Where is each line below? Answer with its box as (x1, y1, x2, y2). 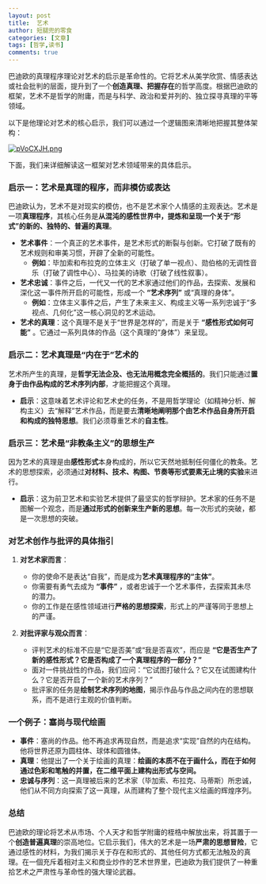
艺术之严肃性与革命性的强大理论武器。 (14, 867, 140, 876)
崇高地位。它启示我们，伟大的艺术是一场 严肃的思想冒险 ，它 (63, 837, 258, 847)
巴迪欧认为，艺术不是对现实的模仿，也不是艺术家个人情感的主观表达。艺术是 (8, 202, 258, 211)
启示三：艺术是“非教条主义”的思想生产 (8, 438, 155, 449)
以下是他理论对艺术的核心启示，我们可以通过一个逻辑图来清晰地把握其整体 (8, 118, 251, 127)
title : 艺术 (8, 19, 49, 27)
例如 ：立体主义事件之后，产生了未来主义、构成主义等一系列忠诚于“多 (31, 298, 257, 307)
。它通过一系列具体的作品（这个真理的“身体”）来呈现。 (32, 327, 212, 338)
